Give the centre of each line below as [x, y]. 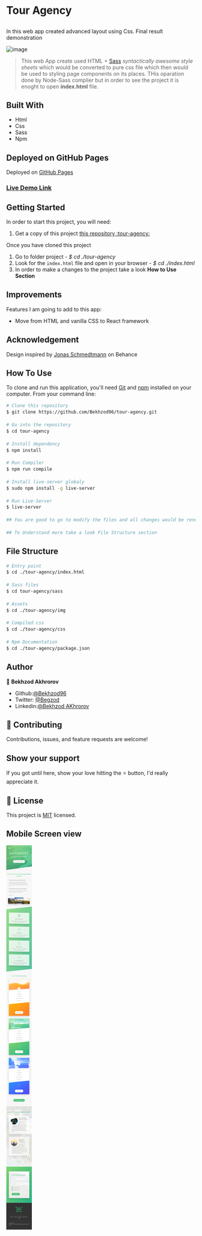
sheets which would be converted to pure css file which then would [104, 67]
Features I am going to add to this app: [54, 309]
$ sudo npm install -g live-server [51, 488]
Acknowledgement [43, 340]
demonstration [24, 37]
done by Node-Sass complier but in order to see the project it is [100, 80]
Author [20, 667]
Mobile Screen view [44, 834]
